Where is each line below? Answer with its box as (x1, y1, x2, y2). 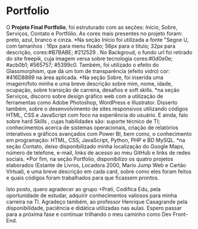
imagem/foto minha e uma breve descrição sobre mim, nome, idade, (6, 80, 173, 87)
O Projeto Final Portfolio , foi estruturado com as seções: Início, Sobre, (6, 24, 178, 31)
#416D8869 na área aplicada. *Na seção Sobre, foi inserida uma (6, 74, 164, 81)
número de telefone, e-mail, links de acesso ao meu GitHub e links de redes (6, 149, 191, 156)
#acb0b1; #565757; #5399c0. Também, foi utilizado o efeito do (6, 61, 160, 68)
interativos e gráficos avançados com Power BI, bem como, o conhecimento (6, 130, 192, 137)
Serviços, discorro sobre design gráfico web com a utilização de (6, 93, 164, 100)
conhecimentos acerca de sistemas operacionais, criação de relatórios (6, 124, 178, 131)
